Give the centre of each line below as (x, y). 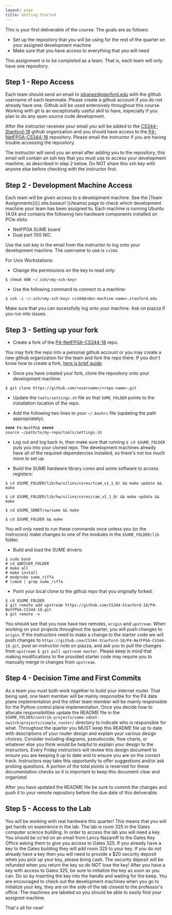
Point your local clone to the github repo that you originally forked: (83, 591)
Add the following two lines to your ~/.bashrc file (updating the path (84, 413)
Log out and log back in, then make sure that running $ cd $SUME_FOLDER (89, 442)
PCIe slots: (17, 220)
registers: (23, 473)
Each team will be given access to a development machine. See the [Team (84, 198)
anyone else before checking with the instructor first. (61, 169)
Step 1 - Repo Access (40, 82)
